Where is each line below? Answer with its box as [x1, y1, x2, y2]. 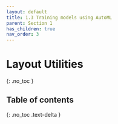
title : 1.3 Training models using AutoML [6, 15, 113, 21]
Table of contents [6, 95, 74, 105]
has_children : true [6, 25, 56, 32]
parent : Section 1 [6, 20, 53, 26]
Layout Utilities [6, 57, 84, 71]
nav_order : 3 [6, 31, 39, 38]
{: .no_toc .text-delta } [6, 111, 61, 118]
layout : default [6, 8, 47, 15]
